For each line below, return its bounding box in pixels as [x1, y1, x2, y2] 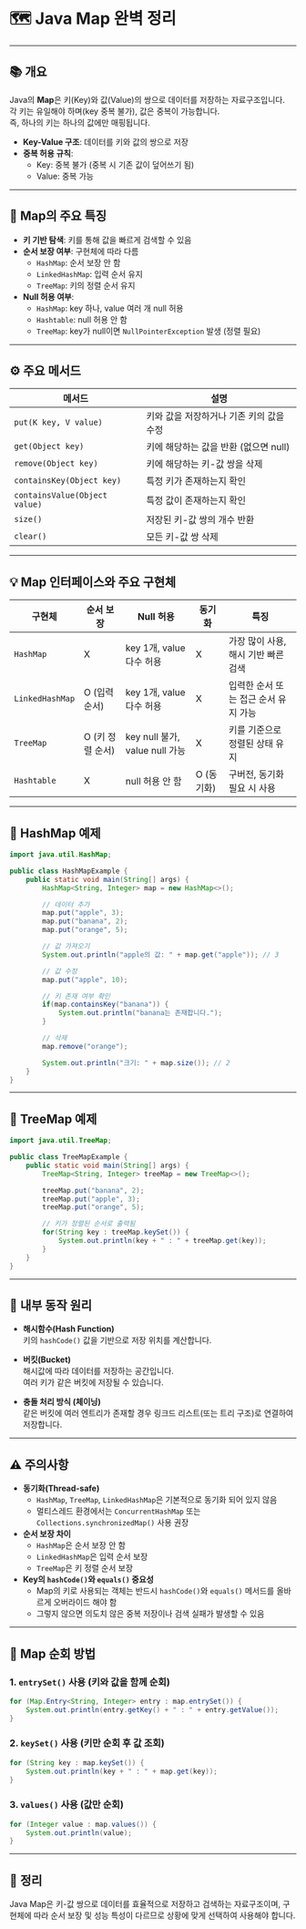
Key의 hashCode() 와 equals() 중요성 [22, 1574, 155, 1585]
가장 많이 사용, [228, 635, 287, 648]
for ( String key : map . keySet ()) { [9, 1758, 145, 1768]
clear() [14, 531, 47, 542]
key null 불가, [125, 731, 180, 744]
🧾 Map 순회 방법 [9, 1646, 96, 1661]
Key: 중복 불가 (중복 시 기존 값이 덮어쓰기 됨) [36, 159, 195, 169]
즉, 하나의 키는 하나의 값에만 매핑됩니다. [9, 117, 150, 128]
